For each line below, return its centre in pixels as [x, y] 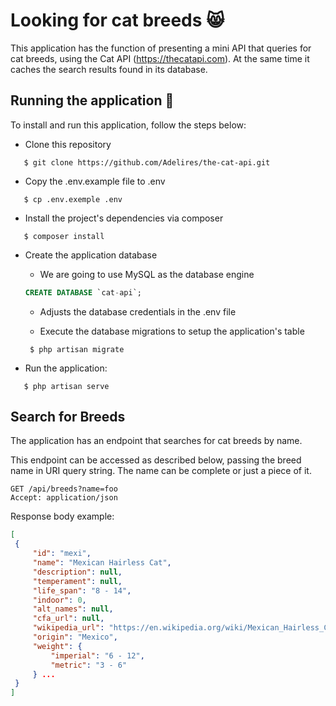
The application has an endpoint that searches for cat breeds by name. [156, 441]
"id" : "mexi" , [62, 554]
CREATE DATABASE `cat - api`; [83, 292]
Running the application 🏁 [92, 100]
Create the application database [91, 255]
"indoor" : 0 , [59, 600]
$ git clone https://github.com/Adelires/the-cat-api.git [147, 162]
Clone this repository [68, 144]
